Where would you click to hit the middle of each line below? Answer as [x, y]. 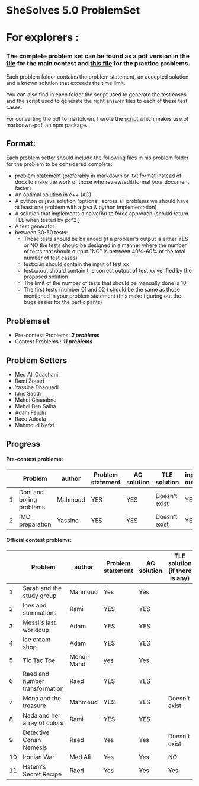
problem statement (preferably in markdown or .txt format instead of [98, 176]
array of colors [43, 722]
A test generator [35, 226]
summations [40, 612]
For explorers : [43, 38]
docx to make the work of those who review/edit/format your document [102, 182]
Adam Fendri [30, 413]
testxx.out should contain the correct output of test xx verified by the [108, 271]
